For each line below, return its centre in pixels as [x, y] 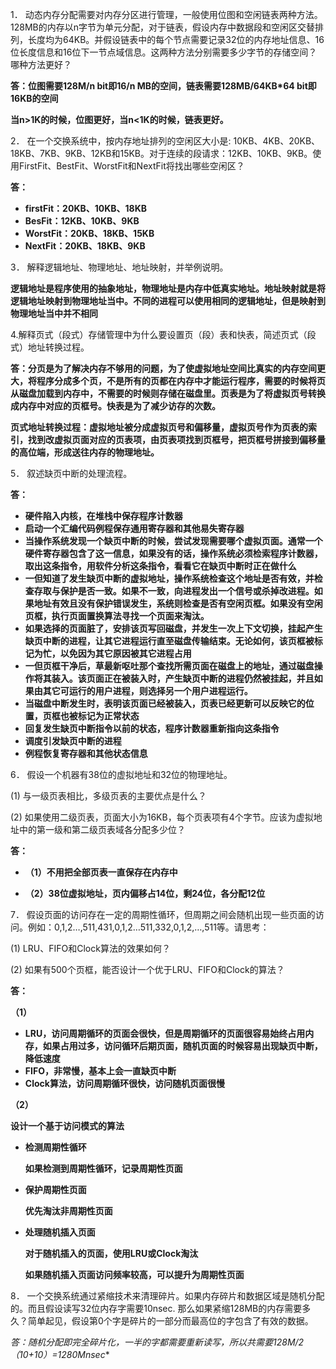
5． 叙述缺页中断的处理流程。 [71, 473]
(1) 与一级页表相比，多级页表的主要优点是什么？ [108, 796]
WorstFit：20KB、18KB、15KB [89, 233]
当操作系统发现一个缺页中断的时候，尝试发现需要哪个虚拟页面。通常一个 [173, 541]
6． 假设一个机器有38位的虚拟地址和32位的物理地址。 [121, 774]
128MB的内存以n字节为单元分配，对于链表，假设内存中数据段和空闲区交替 [162, 27]
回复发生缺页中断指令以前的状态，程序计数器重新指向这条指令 [152, 728]
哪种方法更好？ [41, 64]
